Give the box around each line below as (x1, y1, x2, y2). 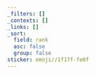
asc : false (13, 43, 46, 50)
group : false (13, 50, 52, 57)
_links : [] (7, 23, 39, 30)
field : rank (13, 37, 49, 44)
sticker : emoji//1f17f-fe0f (7, 56, 90, 63)
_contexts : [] (7, 17, 49, 24)
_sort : (7, 30, 27, 37)
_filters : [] (7, 10, 46, 18)
